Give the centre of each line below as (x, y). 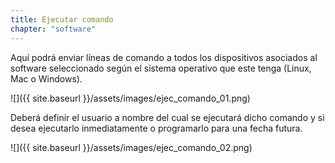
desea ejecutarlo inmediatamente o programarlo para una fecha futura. (156, 128)
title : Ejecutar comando (62, 19)
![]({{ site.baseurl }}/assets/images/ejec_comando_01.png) (130, 98)
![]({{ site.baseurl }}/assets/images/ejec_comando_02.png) (131, 147)
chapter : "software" (53, 29)
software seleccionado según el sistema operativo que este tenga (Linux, (161, 68)
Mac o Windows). (46, 78)
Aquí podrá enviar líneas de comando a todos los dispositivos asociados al (164, 57)
